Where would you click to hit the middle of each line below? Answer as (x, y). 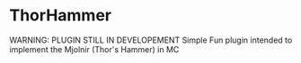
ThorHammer (61, 16)
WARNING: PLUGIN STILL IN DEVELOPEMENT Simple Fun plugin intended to (151, 40)
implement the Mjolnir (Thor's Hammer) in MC (94, 49)
